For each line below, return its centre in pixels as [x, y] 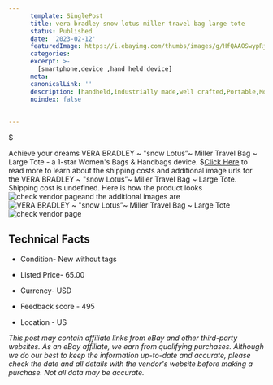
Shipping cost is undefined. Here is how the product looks [106, 188]
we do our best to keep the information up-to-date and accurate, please [130, 355]
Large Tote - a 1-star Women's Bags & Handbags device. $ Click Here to [128, 162]
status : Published [61, 31]
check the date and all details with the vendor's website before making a [131, 364]
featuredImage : [56, 46]
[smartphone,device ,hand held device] [105, 69]
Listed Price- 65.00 [52, 274]
